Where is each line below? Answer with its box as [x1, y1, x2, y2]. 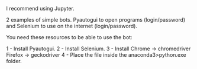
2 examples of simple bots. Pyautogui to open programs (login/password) [6, 16, 186, 23]
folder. [6, 58, 22, 64]
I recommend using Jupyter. [6, 5, 75, 12]
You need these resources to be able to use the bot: [6, 34, 133, 40]
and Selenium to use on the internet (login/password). [6, 23, 138, 29]
